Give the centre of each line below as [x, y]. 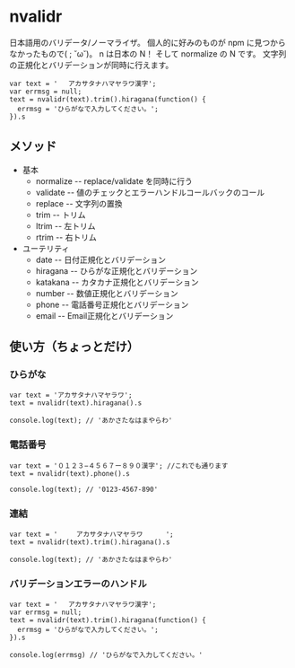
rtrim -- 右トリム [66, 237]
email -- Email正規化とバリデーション [104, 315]
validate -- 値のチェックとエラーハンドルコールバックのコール [150, 192]
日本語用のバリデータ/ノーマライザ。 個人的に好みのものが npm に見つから [147, 42]
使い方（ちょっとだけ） [74, 347]
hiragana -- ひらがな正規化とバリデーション [117, 270]
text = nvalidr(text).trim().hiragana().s [90, 542]
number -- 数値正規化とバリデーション [107, 293]
